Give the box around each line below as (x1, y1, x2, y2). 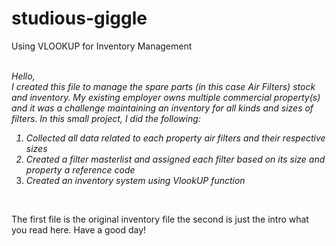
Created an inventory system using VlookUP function (25, 174, 246, 186)
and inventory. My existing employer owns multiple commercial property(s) (11, 91, 321, 103)
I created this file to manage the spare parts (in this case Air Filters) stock (11, 80, 316, 92)
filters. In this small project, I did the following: (11, 112, 201, 124)
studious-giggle (11, 7, 148, 30)
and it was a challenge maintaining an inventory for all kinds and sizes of (11, 102, 314, 114)
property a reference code (25, 163, 136, 176)
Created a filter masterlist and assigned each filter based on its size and (25, 153, 326, 165)
